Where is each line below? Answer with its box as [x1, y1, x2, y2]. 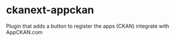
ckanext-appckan [6, 3, 95, 17]
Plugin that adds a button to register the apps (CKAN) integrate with [6, 23, 170, 29]
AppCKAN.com [6, 28, 43, 35]
